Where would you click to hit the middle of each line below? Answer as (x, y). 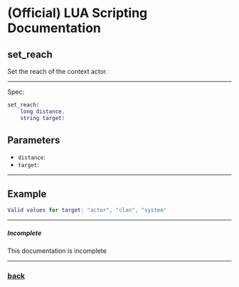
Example (27, 194)
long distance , (43, 112)
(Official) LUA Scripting (78, 13)
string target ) (43, 118)
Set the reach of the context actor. (58, 71)
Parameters (34, 140)
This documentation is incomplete (57, 251)
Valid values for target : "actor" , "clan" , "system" (87, 210)
